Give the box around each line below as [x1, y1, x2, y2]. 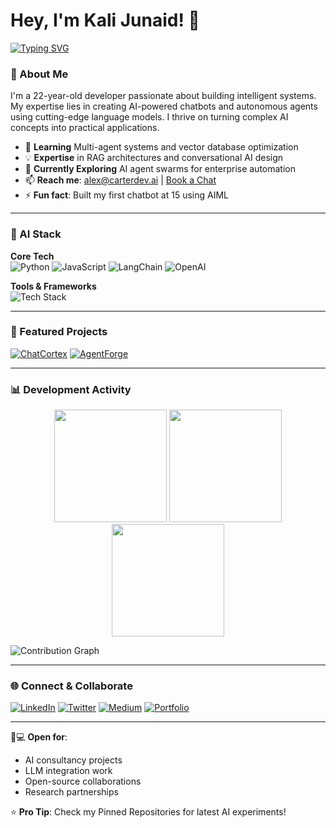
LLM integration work [24, 765, 113, 777]
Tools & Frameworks [10, 280, 97, 292]
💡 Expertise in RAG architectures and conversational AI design [24, 152, 284, 164]
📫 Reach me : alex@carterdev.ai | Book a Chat [24, 174, 217, 186]
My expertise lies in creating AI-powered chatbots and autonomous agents [10, 100, 318, 113]
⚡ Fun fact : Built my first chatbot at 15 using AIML [24, 189, 230, 201]
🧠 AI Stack [10, 227, 62, 241]
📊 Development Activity [10, 382, 132, 396]
